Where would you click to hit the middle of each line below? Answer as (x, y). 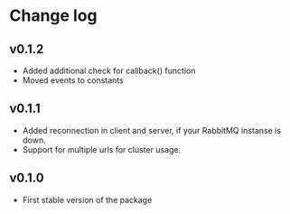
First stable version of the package (87, 200)
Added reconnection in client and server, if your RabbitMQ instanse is (152, 130)
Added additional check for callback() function (109, 70)
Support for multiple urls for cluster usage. (102, 149)
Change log (53, 16)
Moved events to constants (73, 80)
